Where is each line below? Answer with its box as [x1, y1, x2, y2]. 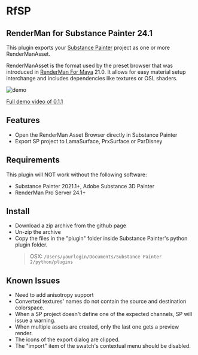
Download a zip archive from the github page [14, 222, 127, 229]
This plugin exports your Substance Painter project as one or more [6, 44, 170, 51]
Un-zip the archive [14, 228, 61, 236]
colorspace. [14, 304, 45, 311]
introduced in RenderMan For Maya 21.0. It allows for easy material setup [6, 68, 187, 76]
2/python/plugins [29, 259, 74, 265]
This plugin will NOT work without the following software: [6, 171, 147, 178]
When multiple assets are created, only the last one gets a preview [14, 323, 179, 330]
